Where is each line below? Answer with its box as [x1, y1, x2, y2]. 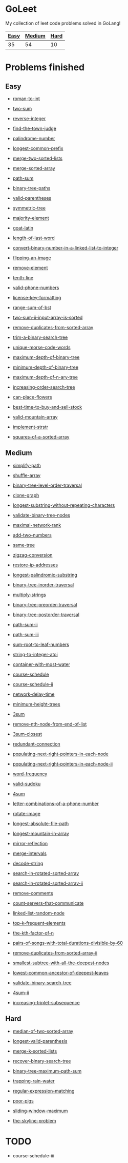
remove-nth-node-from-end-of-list [12, 721, 87, 727]
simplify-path [12, 462, 41, 468]
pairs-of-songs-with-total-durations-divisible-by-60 [12, 940, 123, 946]
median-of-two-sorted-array [12, 1028, 74, 1034]
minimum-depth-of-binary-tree [12, 364, 78, 370]
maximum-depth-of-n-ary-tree [12, 374, 78, 380]
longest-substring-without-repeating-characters [12, 502, 115, 508]
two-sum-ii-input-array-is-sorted [12, 314, 83, 320]
